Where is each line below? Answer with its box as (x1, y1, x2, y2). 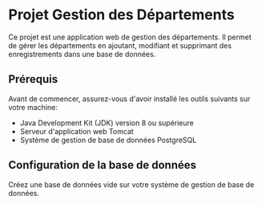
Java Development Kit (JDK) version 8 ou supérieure (19, 118, 195, 128)
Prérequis (8, 72, 58, 86)
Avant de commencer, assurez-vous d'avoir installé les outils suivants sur (8, 94, 251, 104)
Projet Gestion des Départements (8, 6, 235, 24)
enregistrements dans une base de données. (8, 49, 156, 59)
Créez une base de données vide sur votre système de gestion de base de (8, 179, 255, 190)
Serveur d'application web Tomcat (19, 126, 134, 136)
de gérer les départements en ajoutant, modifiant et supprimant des (8, 40, 232, 50)
